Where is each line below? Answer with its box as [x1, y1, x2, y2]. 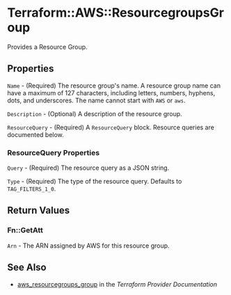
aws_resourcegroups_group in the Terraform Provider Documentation [17, 280, 218, 288]
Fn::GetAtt [7, 225, 43, 235]
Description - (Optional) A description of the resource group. [7, 109, 182, 118]
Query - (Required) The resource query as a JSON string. [7, 164, 170, 172]
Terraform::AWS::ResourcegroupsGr [7, 5, 225, 21]
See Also [7, 262, 47, 273]
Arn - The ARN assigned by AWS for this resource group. [7, 241, 170, 250]
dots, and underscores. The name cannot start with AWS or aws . [7, 96, 186, 104]
